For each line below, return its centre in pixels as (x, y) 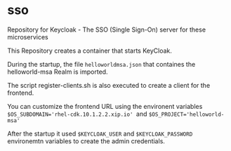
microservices (28, 37)
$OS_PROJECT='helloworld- (186, 114)
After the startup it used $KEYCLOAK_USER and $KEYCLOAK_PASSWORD (100, 133)
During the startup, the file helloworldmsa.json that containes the (101, 64)
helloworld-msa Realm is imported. (58, 72)
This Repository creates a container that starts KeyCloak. (90, 51)
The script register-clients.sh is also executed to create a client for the (109, 85)
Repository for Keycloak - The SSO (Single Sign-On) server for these (106, 29)
